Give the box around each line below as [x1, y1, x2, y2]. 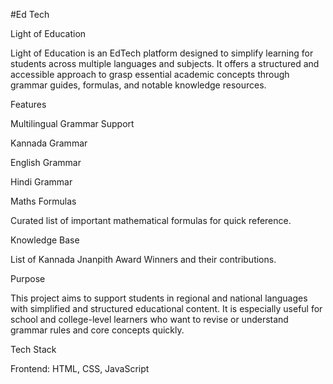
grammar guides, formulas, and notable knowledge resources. [10, 79, 267, 91]
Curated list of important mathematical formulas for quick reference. [10, 215, 292, 226]
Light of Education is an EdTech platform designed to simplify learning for [10, 47, 314, 59]
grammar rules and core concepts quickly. [10, 324, 185, 336]
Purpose [10, 273, 46, 284]
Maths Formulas [10, 195, 77, 207]
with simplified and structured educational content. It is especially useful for [10, 303, 323, 314]
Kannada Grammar [10, 137, 88, 149]
